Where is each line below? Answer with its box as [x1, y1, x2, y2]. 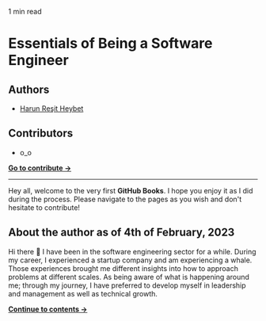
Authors [8, 82, 50, 96]
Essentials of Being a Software [8, 35, 213, 52]
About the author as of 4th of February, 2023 [8, 226, 235, 239]
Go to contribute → [8, 162, 72, 173]
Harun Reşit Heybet [19, 104, 84, 113]
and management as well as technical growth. [8, 289, 158, 298]
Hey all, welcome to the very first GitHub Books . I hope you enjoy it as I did [8, 185, 253, 195]
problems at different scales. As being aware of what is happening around [8, 272, 249, 281]
